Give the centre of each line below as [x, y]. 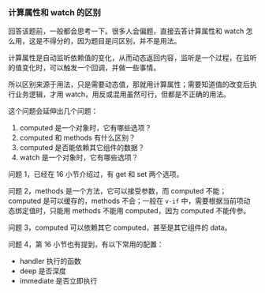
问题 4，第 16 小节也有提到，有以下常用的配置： [86, 244]
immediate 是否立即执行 [58, 281]
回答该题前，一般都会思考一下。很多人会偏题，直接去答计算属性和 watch [126, 31]
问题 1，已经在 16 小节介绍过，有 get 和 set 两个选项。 [96, 175]
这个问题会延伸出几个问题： [53, 111]
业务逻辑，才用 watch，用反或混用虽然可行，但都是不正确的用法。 [122, 94]
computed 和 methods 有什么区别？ [77, 138]
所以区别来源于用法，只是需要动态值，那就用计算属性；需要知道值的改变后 [129, 85]
